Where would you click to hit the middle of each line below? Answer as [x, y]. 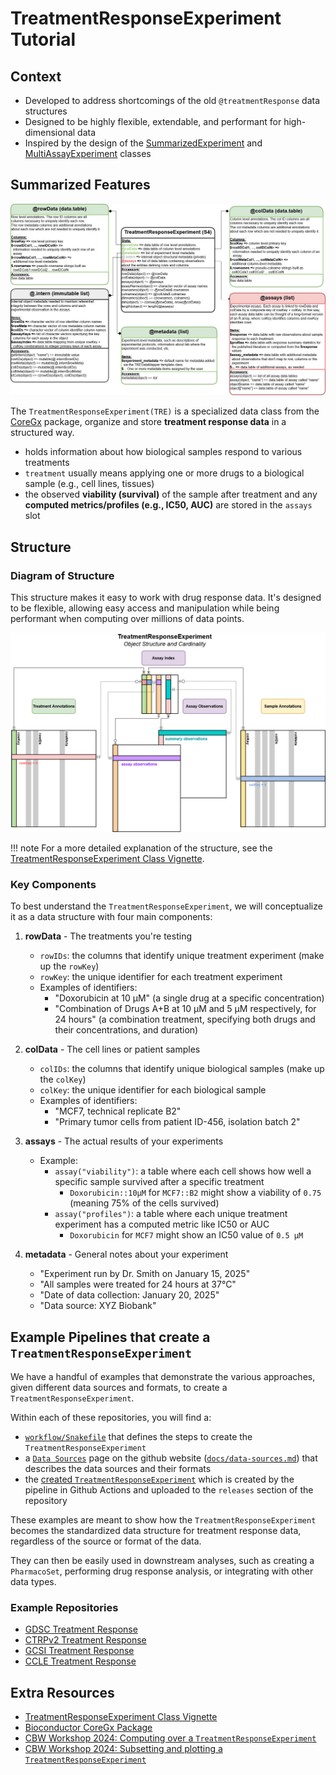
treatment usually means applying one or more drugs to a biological [164, 473]
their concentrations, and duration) [126, 1030]
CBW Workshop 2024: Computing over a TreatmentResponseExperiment [170, 1738]
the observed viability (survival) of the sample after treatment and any [171, 494]
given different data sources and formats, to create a [119, 1388]
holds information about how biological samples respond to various [163, 452]
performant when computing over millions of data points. [127, 619]
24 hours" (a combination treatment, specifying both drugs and [185, 1019]
